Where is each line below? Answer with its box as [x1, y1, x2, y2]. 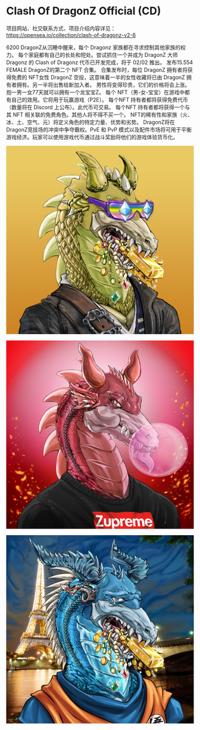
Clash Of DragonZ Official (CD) [6, 4, 161, 18]
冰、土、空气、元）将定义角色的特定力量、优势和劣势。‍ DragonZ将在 [6, 118, 176, 126]
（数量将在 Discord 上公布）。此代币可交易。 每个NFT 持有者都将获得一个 [6, 103, 185, 111]
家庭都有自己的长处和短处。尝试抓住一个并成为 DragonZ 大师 [28, 51, 179, 58]
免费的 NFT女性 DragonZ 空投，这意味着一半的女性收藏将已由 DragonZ [11, 74, 186, 81]
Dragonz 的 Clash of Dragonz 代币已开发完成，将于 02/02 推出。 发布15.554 [6, 59, 193, 66]
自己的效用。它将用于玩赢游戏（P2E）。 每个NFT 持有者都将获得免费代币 [11, 96, 189, 103]
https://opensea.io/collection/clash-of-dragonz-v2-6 [6, 31, 136, 38]
